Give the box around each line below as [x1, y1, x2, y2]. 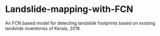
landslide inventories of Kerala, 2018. [5, 25, 81, 31]
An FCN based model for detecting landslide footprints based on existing [5, 20, 155, 26]
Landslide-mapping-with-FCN [5, 3, 133, 15]
